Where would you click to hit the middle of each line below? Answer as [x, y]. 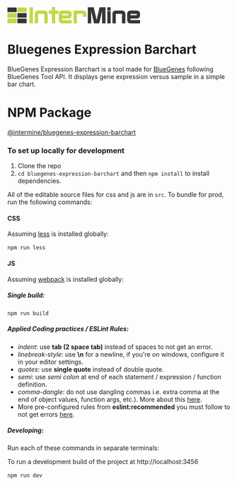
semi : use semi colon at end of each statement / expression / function [119, 377]
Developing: [25, 430]
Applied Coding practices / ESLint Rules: [68, 329]
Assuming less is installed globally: [58, 234]
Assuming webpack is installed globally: [65, 279]
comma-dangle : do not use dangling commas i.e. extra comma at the [118, 391]
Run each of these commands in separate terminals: [83, 448]
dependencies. [39, 181]
